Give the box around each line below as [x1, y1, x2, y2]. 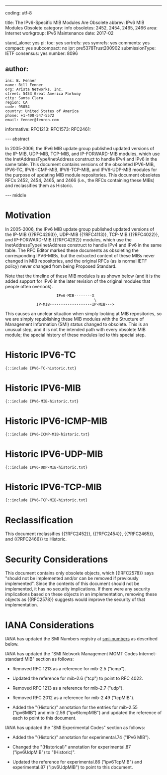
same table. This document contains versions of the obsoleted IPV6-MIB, [5, 161, 155, 167]
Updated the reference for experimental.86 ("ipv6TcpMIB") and [12, 759, 143, 765]
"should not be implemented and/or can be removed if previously [5, 576, 139, 581]
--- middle [5, 192, 26, 198]
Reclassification [5, 514, 74, 526]
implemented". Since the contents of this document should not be [5, 581, 140, 586]
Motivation [5, 210, 51, 221]
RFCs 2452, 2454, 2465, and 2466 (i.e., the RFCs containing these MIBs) [5, 177, 155, 183]
